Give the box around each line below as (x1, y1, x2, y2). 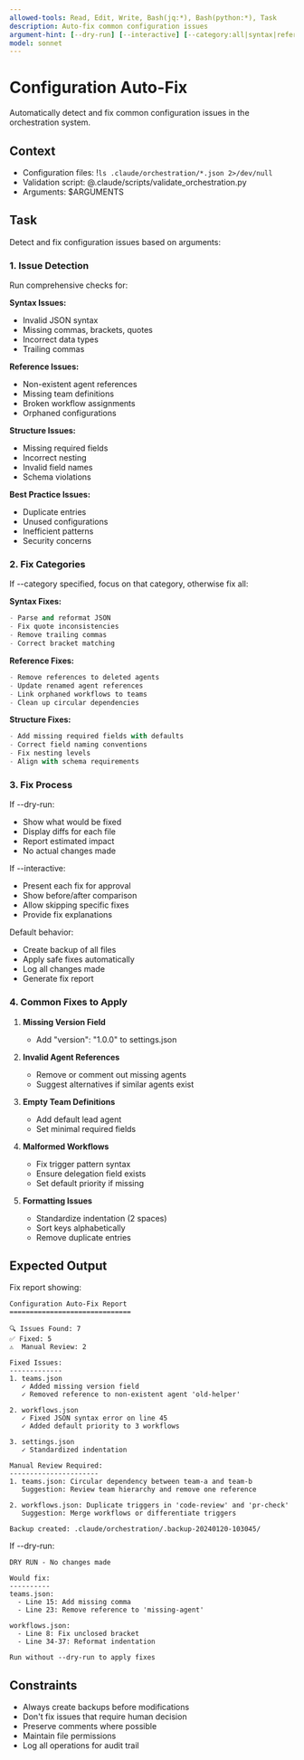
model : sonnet (9, 38, 63, 48)
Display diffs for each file (22, 826, 116, 837)
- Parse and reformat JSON (9, 614, 111, 623)
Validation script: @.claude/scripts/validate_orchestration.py (22, 177, 247, 187)
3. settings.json (9, 1438, 75, 1447)
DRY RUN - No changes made (9, 1558, 111, 1567)
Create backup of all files (22, 945, 117, 956)
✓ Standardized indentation (21, 1445, 128, 1455)
